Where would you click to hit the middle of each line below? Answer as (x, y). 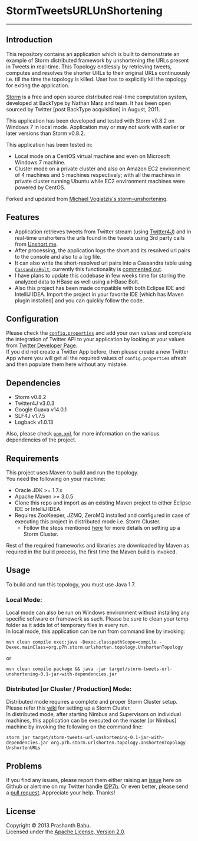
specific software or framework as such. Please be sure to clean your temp (97, 619)
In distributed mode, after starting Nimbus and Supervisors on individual (94, 714)
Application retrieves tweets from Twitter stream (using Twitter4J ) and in (103, 232)
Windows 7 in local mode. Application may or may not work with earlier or (96, 127)
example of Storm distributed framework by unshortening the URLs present (98, 60)
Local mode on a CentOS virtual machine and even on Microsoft (92, 156)
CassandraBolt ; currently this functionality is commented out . (88, 269)
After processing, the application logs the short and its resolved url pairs (102, 250)
